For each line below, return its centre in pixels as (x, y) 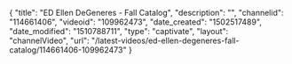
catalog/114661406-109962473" (68, 50)
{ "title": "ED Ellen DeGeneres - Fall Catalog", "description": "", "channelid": (146, 13)
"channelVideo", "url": (50, 40)
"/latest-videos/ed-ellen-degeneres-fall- (166, 40)
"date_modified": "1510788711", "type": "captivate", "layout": (119, 31)
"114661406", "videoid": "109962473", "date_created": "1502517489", (135, 22)
